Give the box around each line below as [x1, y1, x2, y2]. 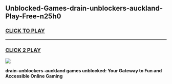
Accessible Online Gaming [5, 73, 63, 79]
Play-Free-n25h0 [5, 12, 61, 21]
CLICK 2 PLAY [5, 46, 41, 53]
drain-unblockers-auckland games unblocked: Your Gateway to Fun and [5, 67, 162, 73]
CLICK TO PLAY [5, 27, 45, 35]
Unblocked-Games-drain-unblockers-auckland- [5, 4, 163, 13]
